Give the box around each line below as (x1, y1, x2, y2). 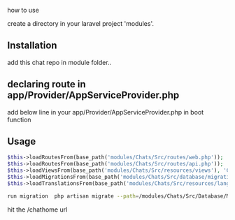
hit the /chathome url (7, 205, 68, 214)
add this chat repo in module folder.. (7, 58, 112, 66)
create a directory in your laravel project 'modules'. (7, 20, 154, 27)
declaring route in (7, 78, 86, 90)
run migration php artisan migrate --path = (7, 192, 139, 200)
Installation (7, 40, 57, 52)
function (7, 115, 31, 124)
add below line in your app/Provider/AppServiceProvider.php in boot (7, 108, 204, 116)
